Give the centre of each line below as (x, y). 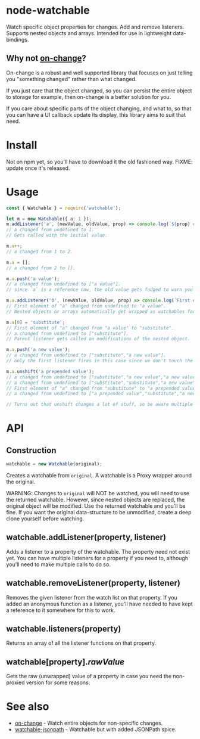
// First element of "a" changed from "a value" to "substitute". (90, 328)
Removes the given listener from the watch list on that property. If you (92, 597)
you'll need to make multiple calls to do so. (59, 564)
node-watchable (48, 10)
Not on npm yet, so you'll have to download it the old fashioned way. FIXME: (99, 162)
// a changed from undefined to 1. (50, 230)
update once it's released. (38, 168)
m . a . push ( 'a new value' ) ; (38, 350)
